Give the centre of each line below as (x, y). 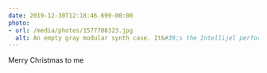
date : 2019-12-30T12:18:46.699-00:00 (71, 15)
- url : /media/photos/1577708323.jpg (71, 30)
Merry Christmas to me (46, 60)
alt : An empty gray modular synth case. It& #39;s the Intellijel (126, 38)
